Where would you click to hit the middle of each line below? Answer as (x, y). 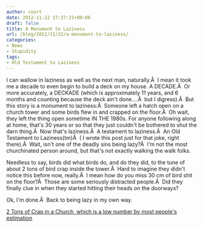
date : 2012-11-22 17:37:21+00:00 (48, 18)
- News (15, 46)
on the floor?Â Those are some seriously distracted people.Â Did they (95, 182)
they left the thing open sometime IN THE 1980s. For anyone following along (101, 118)
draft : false (23, 23)
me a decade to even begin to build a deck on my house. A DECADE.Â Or (98, 86)
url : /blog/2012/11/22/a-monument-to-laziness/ (68, 35)
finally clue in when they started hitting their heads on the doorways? (92, 188)
